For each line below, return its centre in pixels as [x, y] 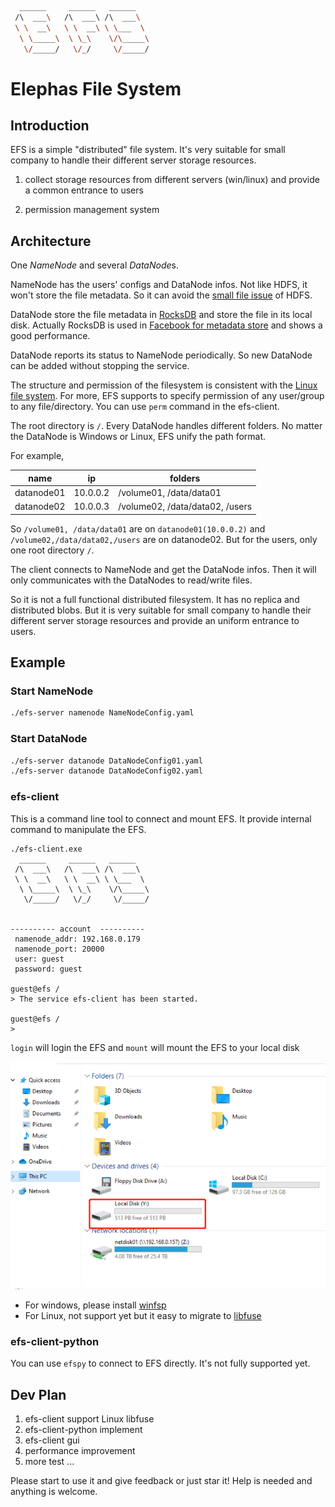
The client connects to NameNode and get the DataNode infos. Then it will [163, 569]
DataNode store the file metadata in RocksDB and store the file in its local [161, 315]
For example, [37, 456]
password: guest [48, 969]
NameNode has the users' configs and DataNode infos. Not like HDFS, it [159, 285]
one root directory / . [52, 550]
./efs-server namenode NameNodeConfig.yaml [102, 713]
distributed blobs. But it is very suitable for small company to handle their [161, 610]
